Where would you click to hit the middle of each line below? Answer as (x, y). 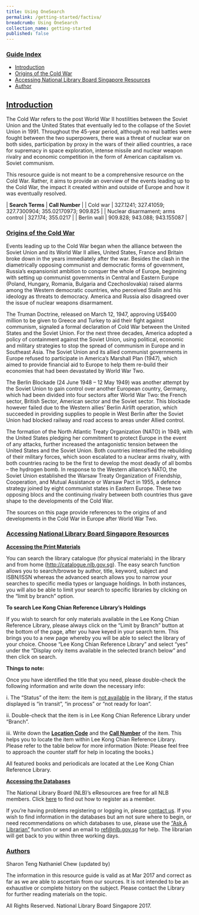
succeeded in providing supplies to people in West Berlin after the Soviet (95, 414)
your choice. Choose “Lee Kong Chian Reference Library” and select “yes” (97, 644)
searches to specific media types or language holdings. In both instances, (96, 583)
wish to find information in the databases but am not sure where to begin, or (99, 817)
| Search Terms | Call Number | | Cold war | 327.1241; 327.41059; (85, 205)
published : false (28, 34)
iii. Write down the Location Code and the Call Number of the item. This (94, 733)
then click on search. (32, 657)
